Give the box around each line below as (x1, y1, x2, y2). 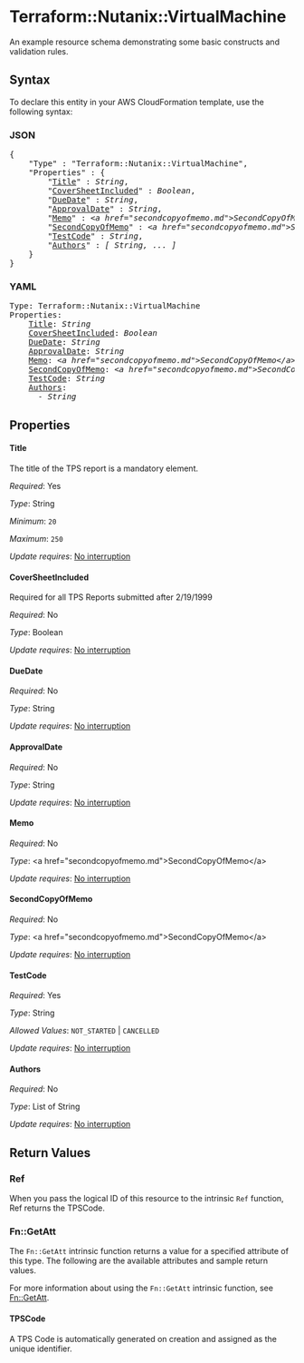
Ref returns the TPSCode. (9, 1202, 106, 1213)
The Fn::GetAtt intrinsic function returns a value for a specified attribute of (9, 1246, 290, 1257)
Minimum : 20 (9, 515, 57, 526)
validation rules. (9, 45, 69, 56)
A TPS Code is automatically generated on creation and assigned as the (9, 1333, 278, 1344)
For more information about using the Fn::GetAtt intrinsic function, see (9, 1282, 274, 1294)
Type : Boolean (9, 627, 63, 638)
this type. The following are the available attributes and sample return (9, 1255, 269, 1267)
